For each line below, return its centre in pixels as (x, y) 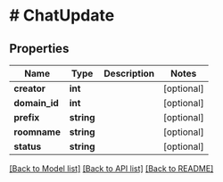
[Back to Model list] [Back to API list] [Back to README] (111, 169)
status (28, 146)
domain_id (37, 103)
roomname (37, 132)
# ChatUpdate (62, 16)
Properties (39, 49)
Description (129, 74)
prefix (27, 117)
